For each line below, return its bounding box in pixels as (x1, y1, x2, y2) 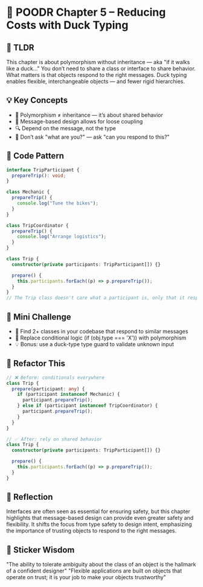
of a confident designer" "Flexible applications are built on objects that (6, 567, 182, 574)
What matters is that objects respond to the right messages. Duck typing (6, 71, 187, 78)
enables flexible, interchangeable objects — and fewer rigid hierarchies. (6, 78, 185, 85)
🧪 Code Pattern (6, 151, 65, 161)
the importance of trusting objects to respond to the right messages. (6, 527, 177, 534)
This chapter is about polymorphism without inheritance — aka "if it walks (6, 59, 190, 65)
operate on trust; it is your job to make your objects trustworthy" (6, 574, 166, 581)
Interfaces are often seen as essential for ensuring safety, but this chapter (6, 508, 190, 515)
